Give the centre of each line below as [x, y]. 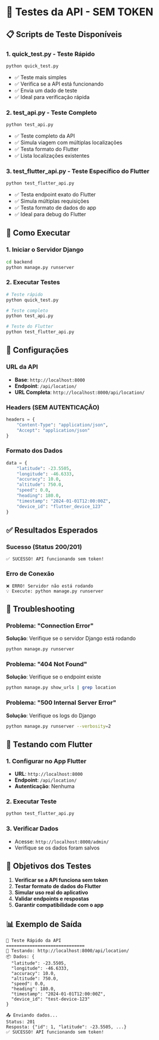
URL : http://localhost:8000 [49, 774]
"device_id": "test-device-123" [51, 999]
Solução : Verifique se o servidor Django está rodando [71, 639]
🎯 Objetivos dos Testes [49, 866]
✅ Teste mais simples [41, 77]
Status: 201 [20, 1022]
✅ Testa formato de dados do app [55, 208]
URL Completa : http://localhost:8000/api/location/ [79, 392]
